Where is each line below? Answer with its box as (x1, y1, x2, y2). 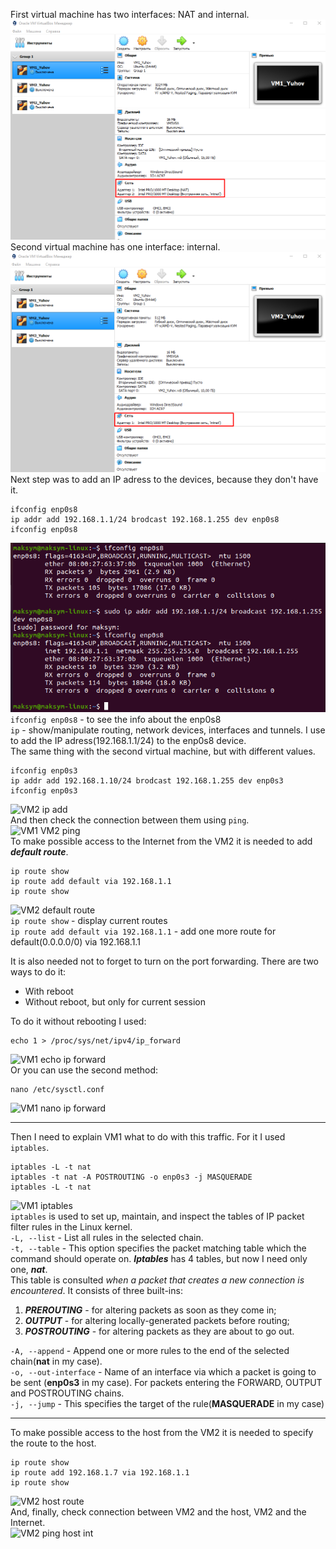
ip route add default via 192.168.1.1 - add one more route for (10, 925, 277, 938)
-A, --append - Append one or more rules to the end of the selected (10, 1345, 290, 1357)
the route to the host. (10, 1437, 97, 1449)
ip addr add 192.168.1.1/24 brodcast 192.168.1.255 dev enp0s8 (10, 515, 280, 525)
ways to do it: (10, 966, 66, 978)
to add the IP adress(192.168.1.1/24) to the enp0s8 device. (10, 735, 247, 747)
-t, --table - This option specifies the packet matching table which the (10, 1242, 307, 1254)
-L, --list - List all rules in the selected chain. (10, 1232, 204, 1244)
